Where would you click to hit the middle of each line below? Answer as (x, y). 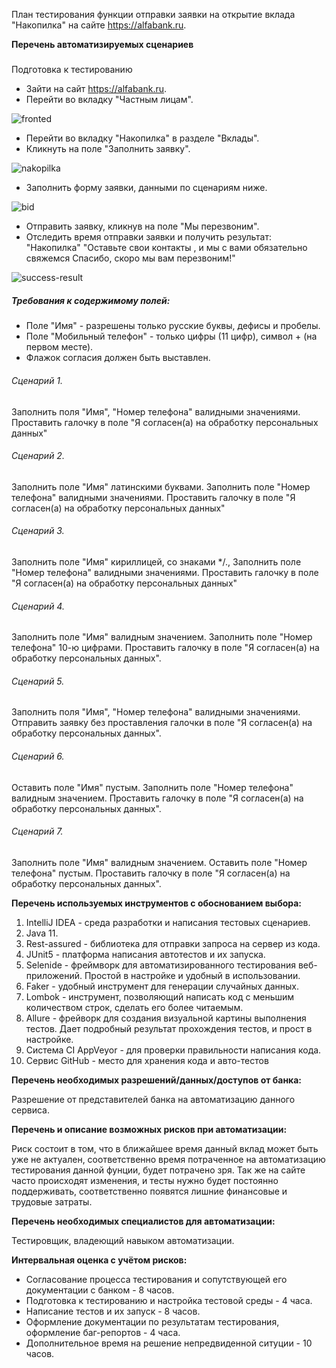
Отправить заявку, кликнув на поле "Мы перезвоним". (142, 226)
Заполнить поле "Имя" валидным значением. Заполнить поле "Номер (162, 637)
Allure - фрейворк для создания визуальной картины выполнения (166, 1018)
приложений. (54, 975)
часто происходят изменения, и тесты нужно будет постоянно (145, 1180)
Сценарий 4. (38, 606)
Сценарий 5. (38, 681)
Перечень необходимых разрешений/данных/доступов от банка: (157, 1080)
